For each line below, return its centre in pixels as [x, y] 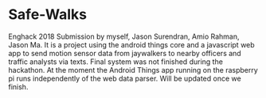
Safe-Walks [48, 15]
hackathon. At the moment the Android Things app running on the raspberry [133, 70]
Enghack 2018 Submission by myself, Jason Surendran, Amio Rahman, [124, 36]
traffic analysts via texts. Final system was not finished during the [115, 62]
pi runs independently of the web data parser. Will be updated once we [125, 78]
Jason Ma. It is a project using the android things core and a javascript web [131, 44]
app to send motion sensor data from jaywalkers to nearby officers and [125, 53]
